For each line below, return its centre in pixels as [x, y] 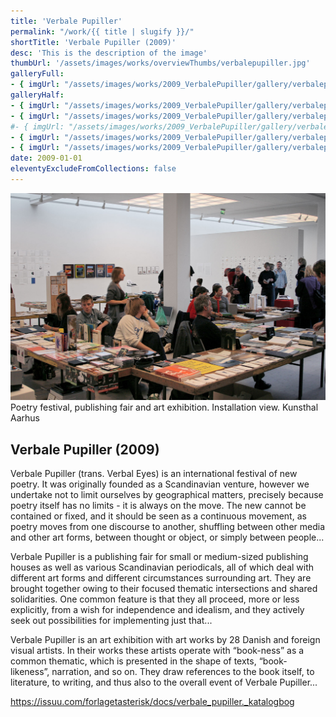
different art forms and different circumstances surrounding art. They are [161, 577]
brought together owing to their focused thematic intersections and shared [164, 588]
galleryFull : [37, 74]
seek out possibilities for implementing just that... [111, 620]
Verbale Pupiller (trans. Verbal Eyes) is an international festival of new [154, 473]
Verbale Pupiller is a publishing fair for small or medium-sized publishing [159, 556]
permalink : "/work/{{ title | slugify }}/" [102, 31]
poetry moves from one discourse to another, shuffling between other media [167, 526]
